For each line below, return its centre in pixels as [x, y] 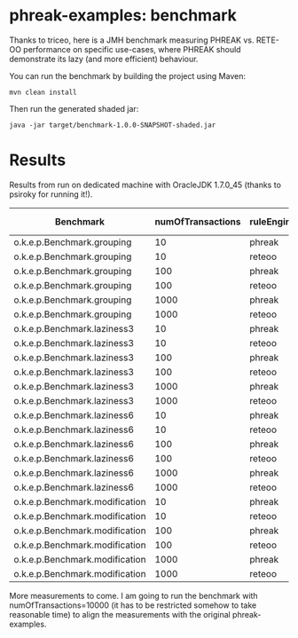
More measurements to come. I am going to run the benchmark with [134, 595]
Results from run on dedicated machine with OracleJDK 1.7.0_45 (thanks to [145, 185]
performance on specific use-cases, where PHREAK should [132, 49]
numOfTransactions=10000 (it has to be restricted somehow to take [133, 605]
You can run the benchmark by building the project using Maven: [128, 75]
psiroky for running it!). [51, 194]
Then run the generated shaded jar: [74, 108]
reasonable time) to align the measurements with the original [120, 614]
